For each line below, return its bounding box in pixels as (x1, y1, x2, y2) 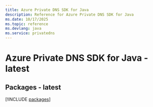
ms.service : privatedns (5, 31, 55, 36)
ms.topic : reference (5, 21, 49, 27)
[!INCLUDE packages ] (5, 96, 51, 102)
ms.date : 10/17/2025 (5, 17, 49, 22)
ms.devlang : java (5, 26, 42, 31)
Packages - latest (5, 83, 61, 91)
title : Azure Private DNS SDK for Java (5, 7, 89, 13)
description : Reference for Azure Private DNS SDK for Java (5, 12, 134, 17)
